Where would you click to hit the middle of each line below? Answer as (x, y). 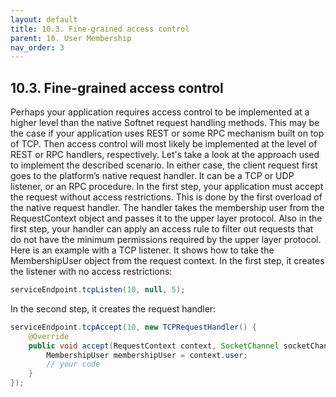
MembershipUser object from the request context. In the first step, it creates (167, 261)
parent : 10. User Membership (71, 38)
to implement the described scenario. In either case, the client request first (164, 165)
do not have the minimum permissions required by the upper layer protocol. (166, 240)
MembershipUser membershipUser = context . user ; (147, 355)
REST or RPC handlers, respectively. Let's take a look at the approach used (165, 155)
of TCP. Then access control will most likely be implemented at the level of (164, 144)
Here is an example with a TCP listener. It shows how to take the (142, 250)
